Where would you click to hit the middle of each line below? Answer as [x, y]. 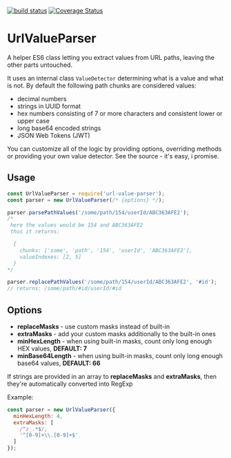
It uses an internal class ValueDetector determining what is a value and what [115, 78]
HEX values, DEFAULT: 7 [52, 348]
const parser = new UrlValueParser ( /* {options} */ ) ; [86, 200]
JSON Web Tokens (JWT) [54, 135]
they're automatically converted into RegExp [70, 384]
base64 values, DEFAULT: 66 [59, 363]
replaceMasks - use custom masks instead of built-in [93, 326]
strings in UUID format [49, 106]
